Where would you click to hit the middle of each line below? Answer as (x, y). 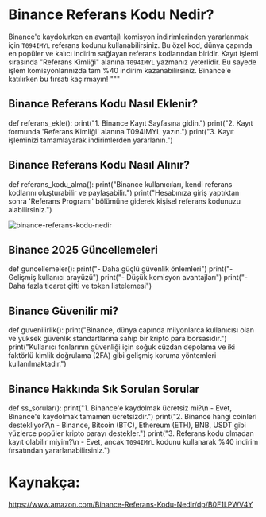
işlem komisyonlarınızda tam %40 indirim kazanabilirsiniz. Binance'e (120, 70)
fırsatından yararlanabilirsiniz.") (59, 450)
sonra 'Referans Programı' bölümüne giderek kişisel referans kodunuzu (124, 201)
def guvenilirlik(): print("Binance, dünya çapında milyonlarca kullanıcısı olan (131, 330)
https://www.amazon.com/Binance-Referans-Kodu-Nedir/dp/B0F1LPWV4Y (131, 504)
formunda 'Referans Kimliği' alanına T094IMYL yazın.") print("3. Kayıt (121, 131)
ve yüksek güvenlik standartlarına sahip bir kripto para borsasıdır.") (118, 339)
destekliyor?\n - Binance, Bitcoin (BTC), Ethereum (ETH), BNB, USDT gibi (127, 425)
